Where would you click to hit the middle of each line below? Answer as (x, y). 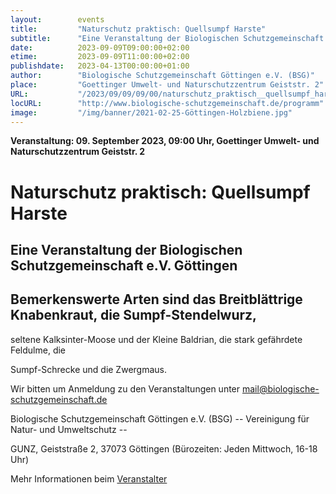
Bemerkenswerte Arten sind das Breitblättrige (156, 299)
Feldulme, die (38, 350)
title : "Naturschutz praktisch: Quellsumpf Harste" (138, 29)
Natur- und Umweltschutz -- (69, 429)
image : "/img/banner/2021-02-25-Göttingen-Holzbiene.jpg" (151, 112)
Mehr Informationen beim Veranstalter (89, 478)
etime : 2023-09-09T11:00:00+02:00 (100, 57)
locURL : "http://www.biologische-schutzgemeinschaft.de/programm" (167, 103)
